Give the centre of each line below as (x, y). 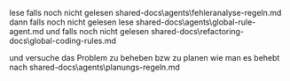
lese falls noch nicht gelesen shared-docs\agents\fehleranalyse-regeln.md (145, 13)
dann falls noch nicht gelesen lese (72, 22)
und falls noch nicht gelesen (97, 31)
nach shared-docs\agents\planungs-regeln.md (94, 67)
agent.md (27, 31)
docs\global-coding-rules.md (63, 40)
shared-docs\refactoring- (197, 31)
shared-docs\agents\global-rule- (196, 22)
